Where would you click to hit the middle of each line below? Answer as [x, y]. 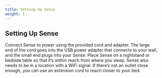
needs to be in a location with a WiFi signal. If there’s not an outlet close [77, 65]
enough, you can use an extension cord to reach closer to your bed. [73, 71]
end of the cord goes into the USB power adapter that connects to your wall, [81, 50]
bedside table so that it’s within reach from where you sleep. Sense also [77, 60]
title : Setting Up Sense [30, 9]
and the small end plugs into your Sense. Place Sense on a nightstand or [77, 55]
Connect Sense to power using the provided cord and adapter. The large [77, 45]
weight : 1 [15, 14]
